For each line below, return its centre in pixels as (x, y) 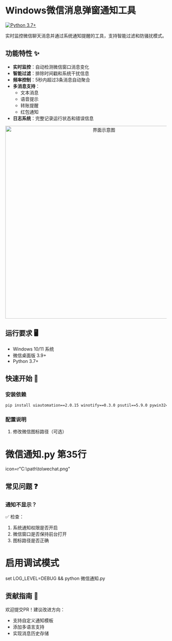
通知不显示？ (21, 504)
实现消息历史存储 (31, 633)
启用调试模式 (33, 563)
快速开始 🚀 (22, 378)
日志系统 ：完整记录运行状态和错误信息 (53, 118)
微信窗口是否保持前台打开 (40, 534)
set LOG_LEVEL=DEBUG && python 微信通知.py (55, 578)
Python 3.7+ (26, 361)
